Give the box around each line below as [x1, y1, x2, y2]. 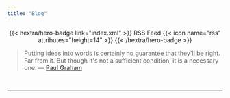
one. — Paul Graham [23, 63, 82, 71]
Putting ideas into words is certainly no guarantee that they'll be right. [23, 49, 220, 57]
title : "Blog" [7, 10, 48, 17]
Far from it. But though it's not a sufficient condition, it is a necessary [23, 56, 219, 65]
